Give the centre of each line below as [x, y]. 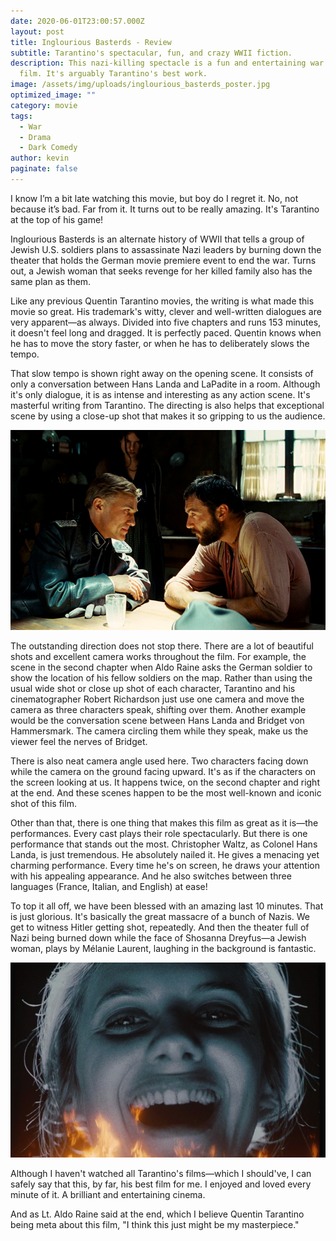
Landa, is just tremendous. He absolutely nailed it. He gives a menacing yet [165, 855]
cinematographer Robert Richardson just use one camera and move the [157, 699]
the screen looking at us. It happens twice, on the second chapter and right [165, 782]
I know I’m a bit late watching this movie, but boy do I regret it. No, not [154, 198]
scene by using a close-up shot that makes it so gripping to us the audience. [168, 416]
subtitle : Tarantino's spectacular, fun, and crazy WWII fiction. [151, 53]
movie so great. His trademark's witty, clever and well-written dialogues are [166, 311]
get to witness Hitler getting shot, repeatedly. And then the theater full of [160, 927]
